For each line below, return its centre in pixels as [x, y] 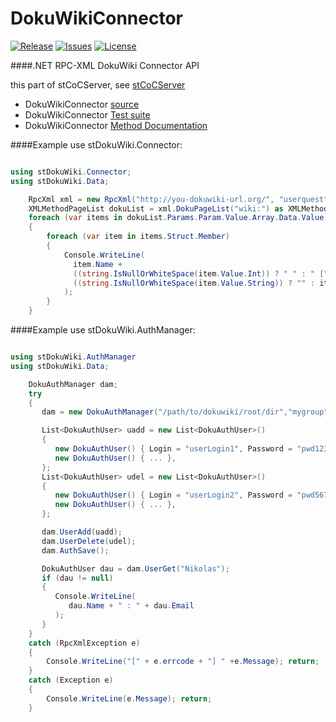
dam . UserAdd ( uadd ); [82, 532]
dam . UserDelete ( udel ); [89, 541]
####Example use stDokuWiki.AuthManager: [103, 330]
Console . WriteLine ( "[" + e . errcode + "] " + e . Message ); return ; [183, 662]
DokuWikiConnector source [82, 104]
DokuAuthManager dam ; [73, 384]
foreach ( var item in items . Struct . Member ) [138, 237]
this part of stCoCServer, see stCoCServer [98, 84]
